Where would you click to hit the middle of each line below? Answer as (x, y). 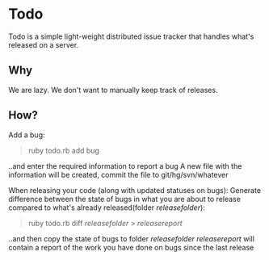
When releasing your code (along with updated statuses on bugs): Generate (134, 190)
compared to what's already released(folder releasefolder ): (107, 208)
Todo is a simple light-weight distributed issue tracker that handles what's (131, 36)
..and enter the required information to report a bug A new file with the (125, 166)
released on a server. (44, 44)
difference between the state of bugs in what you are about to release (124, 199)
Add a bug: (27, 135)
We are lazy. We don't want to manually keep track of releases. (113, 90)
